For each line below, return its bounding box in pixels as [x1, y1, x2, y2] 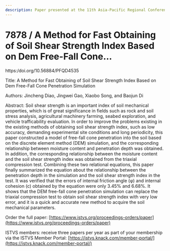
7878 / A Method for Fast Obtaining [5, 29, 156, 40]
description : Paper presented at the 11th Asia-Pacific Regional [5, 7, 146, 13]
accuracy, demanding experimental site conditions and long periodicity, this [5, 129, 163, 135]
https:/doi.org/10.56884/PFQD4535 [5, 67, 79, 73]
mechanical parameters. [5, 204, 56, 211]
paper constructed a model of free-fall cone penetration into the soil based [5, 135, 162, 141]
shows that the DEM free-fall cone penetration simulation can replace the [5, 188, 158, 194]
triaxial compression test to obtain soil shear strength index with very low [5, 193, 158, 200]
